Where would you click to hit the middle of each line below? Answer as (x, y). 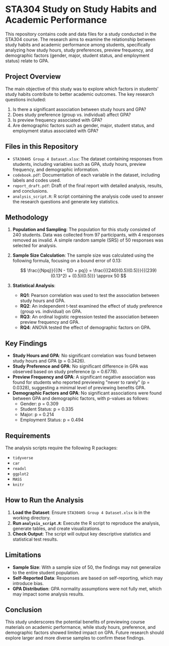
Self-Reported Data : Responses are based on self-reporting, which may (88, 578)
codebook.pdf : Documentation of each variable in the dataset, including (86, 174)
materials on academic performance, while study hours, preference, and (80, 627)
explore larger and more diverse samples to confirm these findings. (75, 638)
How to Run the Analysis (45, 500)
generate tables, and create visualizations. (57, 528)
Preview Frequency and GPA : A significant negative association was (84, 377)
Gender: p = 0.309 (39, 404)
